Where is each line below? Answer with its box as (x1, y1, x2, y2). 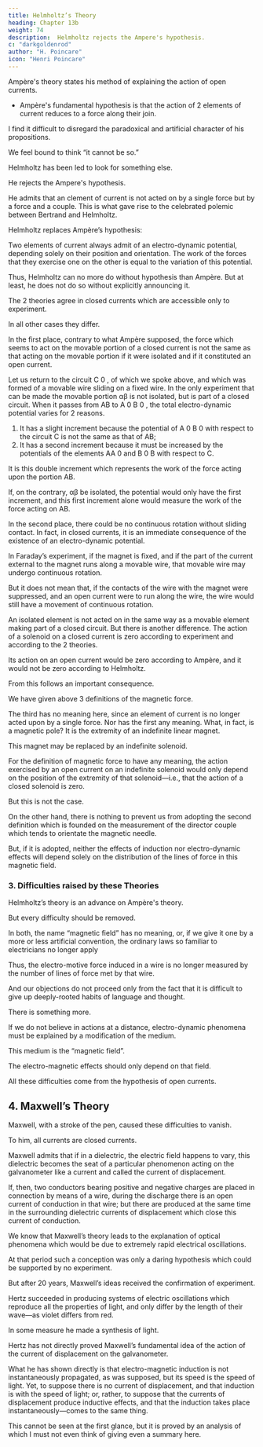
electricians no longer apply (8, 945, 98, 954)
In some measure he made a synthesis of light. (8, 1325, 159, 1335)
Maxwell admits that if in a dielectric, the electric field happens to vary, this (8, 1150, 250, 1159)
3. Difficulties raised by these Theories (8, 880, 159, 891)
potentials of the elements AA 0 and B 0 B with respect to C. (19, 449, 214, 458)
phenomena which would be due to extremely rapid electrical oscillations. (8, 1239, 247, 1249)
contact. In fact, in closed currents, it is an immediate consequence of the (8, 527, 247, 537)
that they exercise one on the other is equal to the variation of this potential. (8, 257, 253, 266)
